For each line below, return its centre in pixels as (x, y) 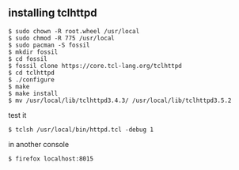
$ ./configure (32, 79)
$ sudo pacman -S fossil (49, 45)
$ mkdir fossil (33, 52)
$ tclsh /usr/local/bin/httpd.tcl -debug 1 (81, 130)
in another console (39, 144)
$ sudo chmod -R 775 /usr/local (61, 38)
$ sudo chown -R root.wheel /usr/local (74, 31)
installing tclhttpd (53, 13)
